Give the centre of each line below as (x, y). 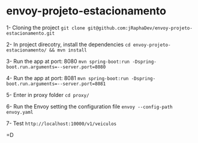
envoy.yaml (20, 112)
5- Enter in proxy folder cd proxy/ (48, 95)
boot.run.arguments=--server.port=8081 (56, 84)
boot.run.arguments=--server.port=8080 (56, 67)
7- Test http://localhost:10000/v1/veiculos (61, 123)
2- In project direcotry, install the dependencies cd (68, 44)
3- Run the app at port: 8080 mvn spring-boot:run (68, 61)
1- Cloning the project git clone (46, 28)
